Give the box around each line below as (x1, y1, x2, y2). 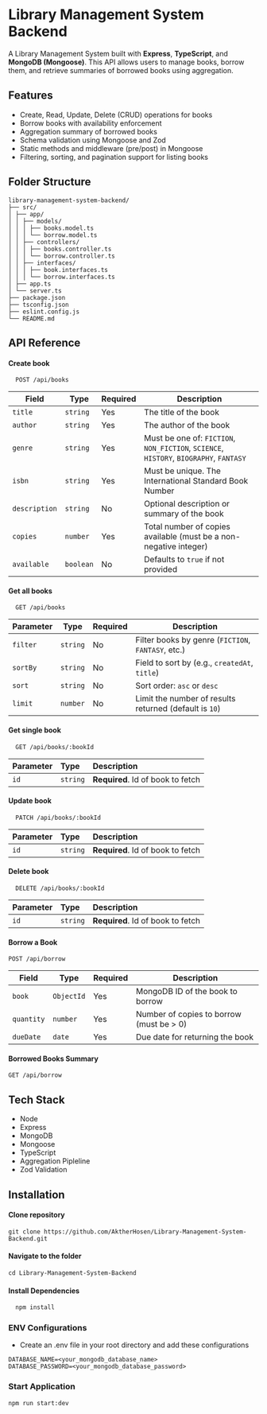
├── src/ (8, 203, 37, 212)
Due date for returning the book (135, 1031, 254, 1043)
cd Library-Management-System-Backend (8, 1268, 137, 1277)
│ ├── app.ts (8, 280, 52, 288)
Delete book (8, 867, 49, 876)
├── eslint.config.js (8, 308, 80, 316)
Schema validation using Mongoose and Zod (19, 135, 167, 145)
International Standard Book (144, 476, 249, 487)
